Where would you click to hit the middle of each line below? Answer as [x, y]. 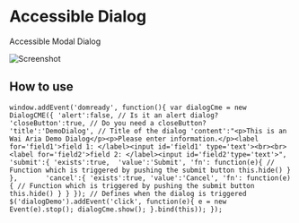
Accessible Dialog [78, 17]
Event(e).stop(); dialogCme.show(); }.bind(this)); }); [116, 209]
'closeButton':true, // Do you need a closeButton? [108, 123]
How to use [41, 87]
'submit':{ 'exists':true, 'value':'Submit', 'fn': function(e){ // [142, 162]
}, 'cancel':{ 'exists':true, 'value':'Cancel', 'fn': [126, 178]
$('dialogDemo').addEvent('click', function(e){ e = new [118, 202]
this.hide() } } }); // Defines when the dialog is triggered [128, 193]
